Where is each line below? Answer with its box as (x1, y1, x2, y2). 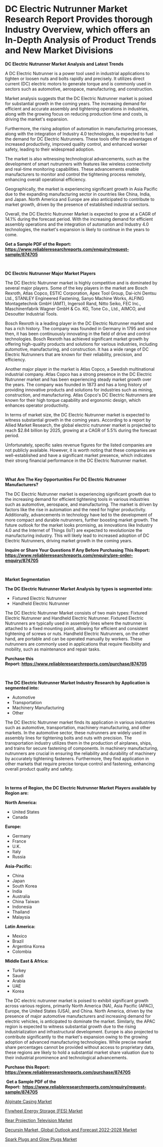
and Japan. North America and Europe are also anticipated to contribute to (5, 196, 155, 202)
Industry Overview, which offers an (5, 24, 150, 35)
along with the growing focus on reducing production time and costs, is (5, 111, 148, 117)
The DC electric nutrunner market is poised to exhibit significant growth (5, 997, 148, 1003)
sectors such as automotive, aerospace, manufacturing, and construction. (5, 86, 153, 92)
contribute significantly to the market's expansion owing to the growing (5, 1034, 148, 1040)
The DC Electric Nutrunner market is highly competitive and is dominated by (5, 279, 158, 286)
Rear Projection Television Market (5, 1117, 72, 1123)
